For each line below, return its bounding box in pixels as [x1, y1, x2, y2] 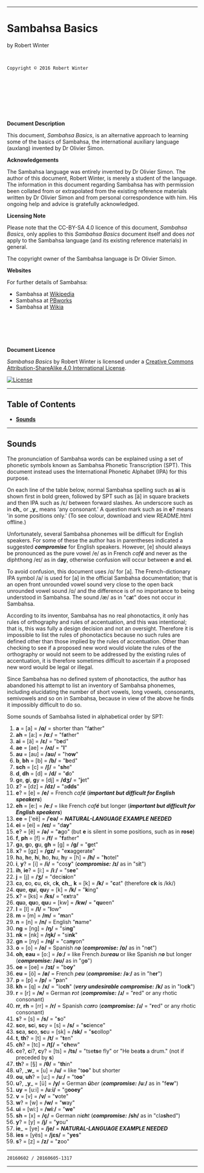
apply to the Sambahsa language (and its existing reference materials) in [7, 236, 188, 244]
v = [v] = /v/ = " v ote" [15, 1092, 69, 1099]
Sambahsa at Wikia [15, 303, 64, 310]
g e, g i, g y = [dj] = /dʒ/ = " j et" [15, 776, 90, 784]
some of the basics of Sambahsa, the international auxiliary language [7, 138, 179, 145]
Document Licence [7, 346, 56, 353]
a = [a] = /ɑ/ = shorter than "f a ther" [15, 724, 105, 732]
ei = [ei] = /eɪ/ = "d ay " [15, 821, 72, 829]
